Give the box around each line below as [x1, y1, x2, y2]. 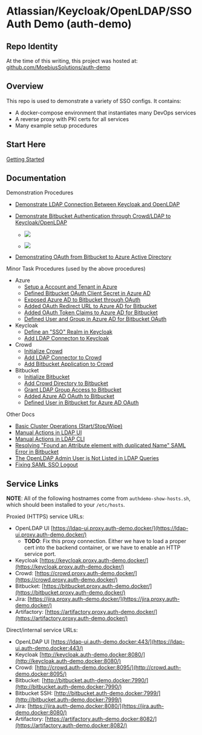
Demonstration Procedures [6, 189, 74, 196]
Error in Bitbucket [15, 448, 59, 455]
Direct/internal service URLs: [6, 627, 78, 634]
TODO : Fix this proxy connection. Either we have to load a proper [24, 538, 186, 545]
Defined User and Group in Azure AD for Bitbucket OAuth [24, 315, 167, 323]
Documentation [6, 173, 67, 183]
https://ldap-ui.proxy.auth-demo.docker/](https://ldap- [52, 525, 189, 532]
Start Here [6, 139, 47, 150]
